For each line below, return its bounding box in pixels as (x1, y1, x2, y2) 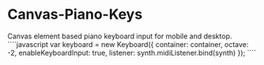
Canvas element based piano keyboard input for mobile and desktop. (7, 31, 232, 41)
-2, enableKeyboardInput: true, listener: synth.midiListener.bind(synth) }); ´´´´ (7, 48, 257, 57)
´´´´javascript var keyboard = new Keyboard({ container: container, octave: (7, 39, 249, 49)
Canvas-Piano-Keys (7, 5, 143, 23)
